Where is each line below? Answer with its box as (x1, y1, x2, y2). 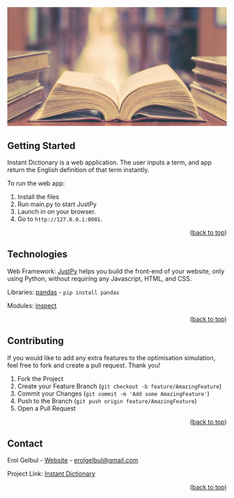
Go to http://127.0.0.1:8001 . (17, 215, 102, 223)
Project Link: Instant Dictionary (7, 469, 95, 478)
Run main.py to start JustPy (17, 200, 97, 208)
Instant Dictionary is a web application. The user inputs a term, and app (7, 158, 212, 166)
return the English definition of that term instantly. (7, 165, 150, 173)
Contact (7, 437, 43, 449)
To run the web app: (7, 179, 65, 187)
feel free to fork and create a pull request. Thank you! (7, 361, 161, 369)
